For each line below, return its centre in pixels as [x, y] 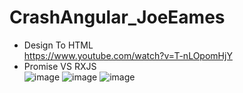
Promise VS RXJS [60, 66]
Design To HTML [58, 45]
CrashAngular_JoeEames [117, 17]
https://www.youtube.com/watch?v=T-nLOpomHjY [128, 55]
